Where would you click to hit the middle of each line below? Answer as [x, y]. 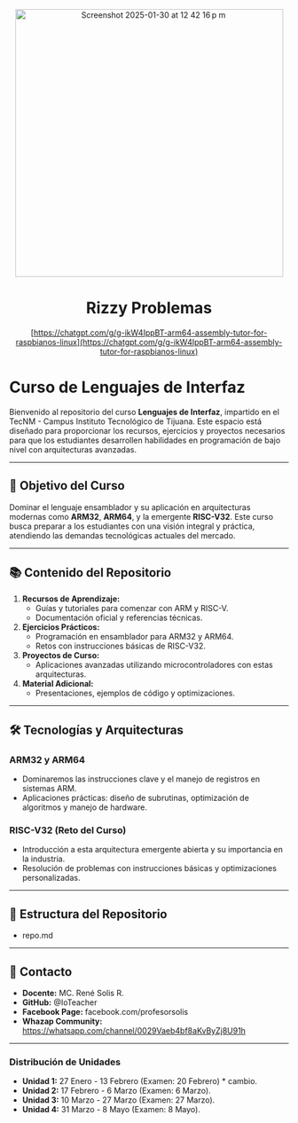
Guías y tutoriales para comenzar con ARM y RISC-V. [132, 608]
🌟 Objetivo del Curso [67, 486]
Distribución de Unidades [65, 1062]
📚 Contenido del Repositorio [90, 573]
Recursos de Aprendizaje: [71, 599]
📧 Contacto [41, 972]
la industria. [43, 859]
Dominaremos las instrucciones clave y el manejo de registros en [141, 779]
